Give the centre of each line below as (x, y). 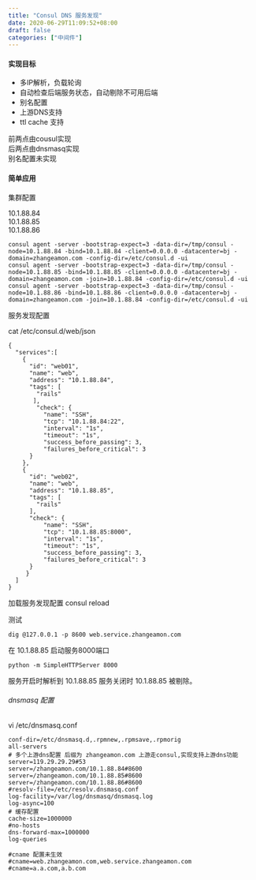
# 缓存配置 (24, 811)
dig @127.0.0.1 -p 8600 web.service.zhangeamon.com (95, 635)
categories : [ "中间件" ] (45, 37)
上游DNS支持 (41, 112)
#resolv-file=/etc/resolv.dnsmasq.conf (74, 789)
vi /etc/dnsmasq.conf (43, 725)
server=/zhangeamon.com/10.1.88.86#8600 (76, 782)
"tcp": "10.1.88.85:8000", (87, 532)
